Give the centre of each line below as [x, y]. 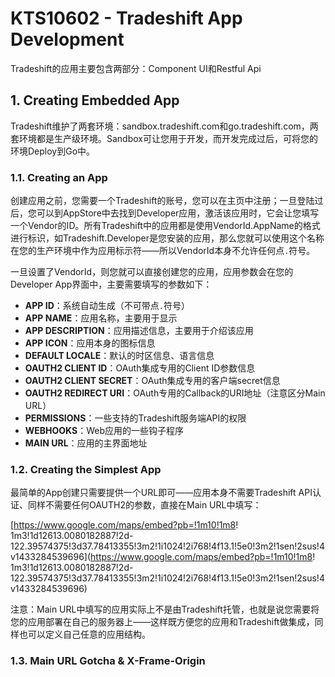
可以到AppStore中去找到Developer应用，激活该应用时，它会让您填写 [178, 213]
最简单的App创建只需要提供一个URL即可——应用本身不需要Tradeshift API [161, 493]
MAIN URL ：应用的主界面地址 [86, 443]
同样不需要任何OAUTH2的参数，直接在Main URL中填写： [144, 505]
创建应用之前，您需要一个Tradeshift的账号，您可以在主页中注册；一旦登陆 [162, 201]
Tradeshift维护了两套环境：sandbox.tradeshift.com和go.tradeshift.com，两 [164, 126]
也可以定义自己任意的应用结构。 [84, 634]
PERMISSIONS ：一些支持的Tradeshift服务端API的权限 [135, 418]
